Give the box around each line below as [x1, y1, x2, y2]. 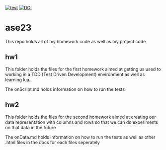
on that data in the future [5, 124, 56, 130]
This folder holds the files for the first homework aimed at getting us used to [5, 66, 161, 72]
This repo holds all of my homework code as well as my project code [5, 38, 146, 44]
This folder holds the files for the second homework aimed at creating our [5, 114, 156, 120]
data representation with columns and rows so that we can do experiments [5, 119, 158, 125]
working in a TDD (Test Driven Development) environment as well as [5, 71, 145, 77]
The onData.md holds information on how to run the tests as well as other [5, 134, 156, 140]
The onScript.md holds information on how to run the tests [5, 86, 125, 92]
